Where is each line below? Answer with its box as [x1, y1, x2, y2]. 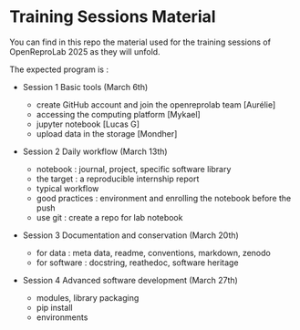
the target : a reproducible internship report [36, 173, 200, 184]
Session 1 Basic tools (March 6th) [22, 81, 149, 92]
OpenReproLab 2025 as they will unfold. [9, 46, 161, 57]
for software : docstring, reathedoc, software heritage [36, 257, 239, 268]
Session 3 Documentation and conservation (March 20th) [22, 230, 239, 241]
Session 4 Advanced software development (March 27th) [22, 274, 239, 285]
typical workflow [36, 182, 99, 193]
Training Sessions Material [9, 6, 216, 27]
